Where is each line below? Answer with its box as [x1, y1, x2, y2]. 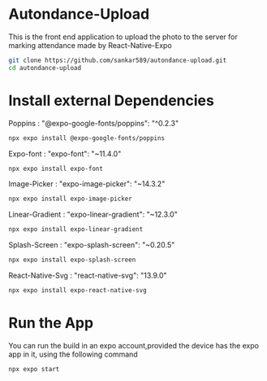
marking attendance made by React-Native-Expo [8, 40, 172, 50]
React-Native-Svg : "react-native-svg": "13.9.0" [8, 270, 168, 280]
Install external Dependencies [8, 91, 215, 110]
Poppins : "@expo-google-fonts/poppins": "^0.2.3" [8, 118, 179, 128]
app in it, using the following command [8, 349, 138, 359]
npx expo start [8, 365, 60, 373]
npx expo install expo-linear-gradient [8, 226, 144, 234]
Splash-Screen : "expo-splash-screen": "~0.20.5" [8, 240, 175, 250]
